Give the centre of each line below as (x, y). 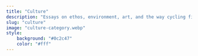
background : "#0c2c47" (44, 38)
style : (14, 33)
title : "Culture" (27, 11)
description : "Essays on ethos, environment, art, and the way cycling (96, 17)
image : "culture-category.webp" (46, 28)
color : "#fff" (34, 44)
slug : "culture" (26, 22)
